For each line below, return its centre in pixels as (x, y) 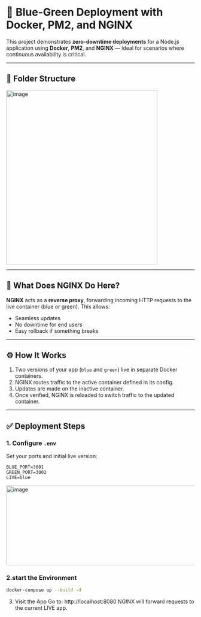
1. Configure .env (31, 443)
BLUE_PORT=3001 (25, 467)
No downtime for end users (48, 324)
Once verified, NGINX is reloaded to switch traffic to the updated (95, 395)
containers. (29, 376)
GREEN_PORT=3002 (26, 472)
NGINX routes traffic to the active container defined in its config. (94, 383)
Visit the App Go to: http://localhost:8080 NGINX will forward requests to (104, 601)
